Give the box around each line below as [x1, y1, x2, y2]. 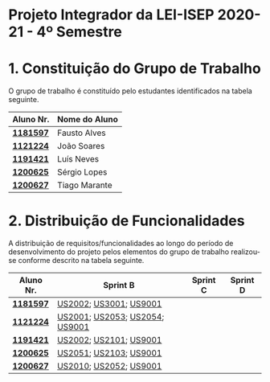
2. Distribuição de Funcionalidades [8, 212, 245, 230]
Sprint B [103, 280, 135, 291]
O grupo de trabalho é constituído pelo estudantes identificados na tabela [8, 86, 253, 96]
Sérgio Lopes [57, 166, 108, 178]
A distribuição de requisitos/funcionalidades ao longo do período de [8, 239, 234, 249]
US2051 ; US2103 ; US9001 [57, 347, 162, 359]
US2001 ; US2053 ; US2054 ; [57, 311, 165, 322]
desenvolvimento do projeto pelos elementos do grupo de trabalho [8, 247, 230, 257]
